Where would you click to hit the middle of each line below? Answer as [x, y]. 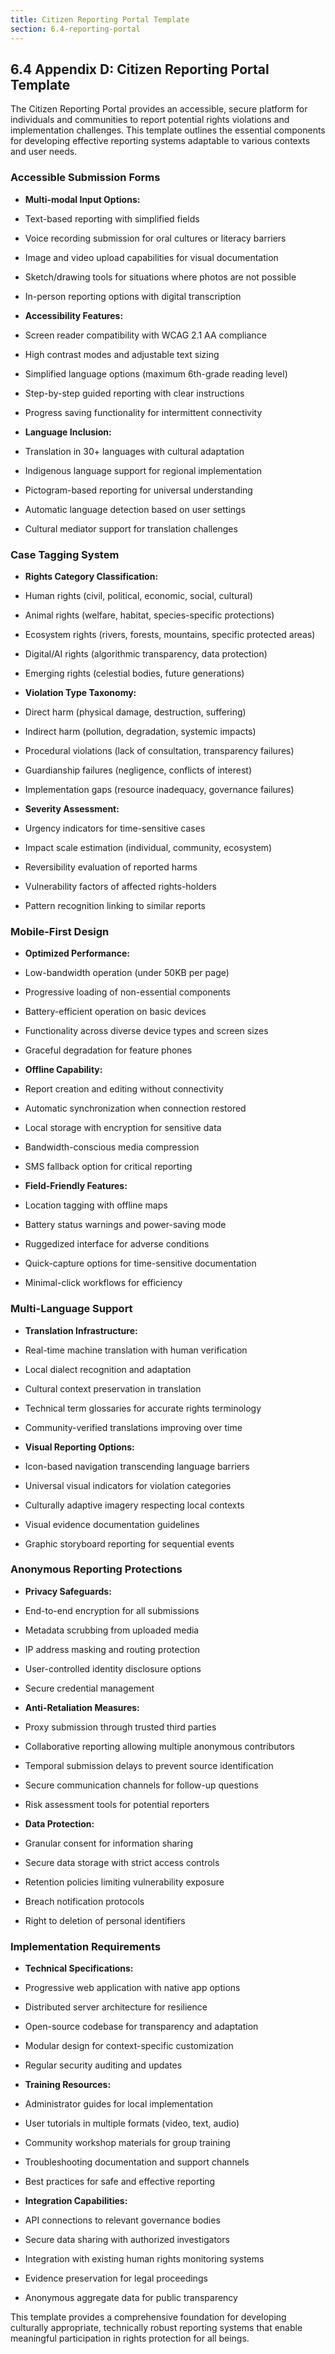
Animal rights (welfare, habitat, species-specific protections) [149, 615]
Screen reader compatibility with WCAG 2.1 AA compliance [145, 335]
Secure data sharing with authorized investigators [127, 2240]
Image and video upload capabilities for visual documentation [151, 257]
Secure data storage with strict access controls [122, 1862]
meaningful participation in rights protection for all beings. [130, 2338]
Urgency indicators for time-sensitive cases [115, 828]
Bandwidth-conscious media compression [112, 1147]
